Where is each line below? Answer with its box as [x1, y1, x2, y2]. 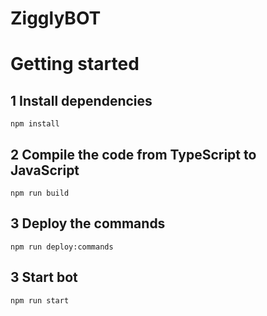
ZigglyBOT [10, 7, 102, 30]
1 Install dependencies [10, 92, 153, 109]
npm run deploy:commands [10, 242, 114, 252]
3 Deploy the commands [10, 215, 166, 232]
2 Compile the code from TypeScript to [10, 146, 257, 163]
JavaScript [10, 162, 80, 179]
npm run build [10, 188, 70, 198]
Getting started [10, 53, 140, 76]
